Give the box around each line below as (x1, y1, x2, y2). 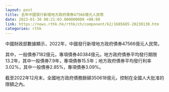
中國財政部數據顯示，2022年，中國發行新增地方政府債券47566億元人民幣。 (5, 41, 162, 47)
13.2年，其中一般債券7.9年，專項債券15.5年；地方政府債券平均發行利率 (5, 58, 152, 64)
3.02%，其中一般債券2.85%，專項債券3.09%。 (5, 64, 104, 70)
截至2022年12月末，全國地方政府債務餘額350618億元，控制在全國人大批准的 (5, 75, 164, 81)
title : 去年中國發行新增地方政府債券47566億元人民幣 (5, 12, 104, 17)
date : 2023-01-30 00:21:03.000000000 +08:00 (5, 17, 100, 22)
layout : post (5, 7, 33, 13)
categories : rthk (5, 26, 42, 31)
